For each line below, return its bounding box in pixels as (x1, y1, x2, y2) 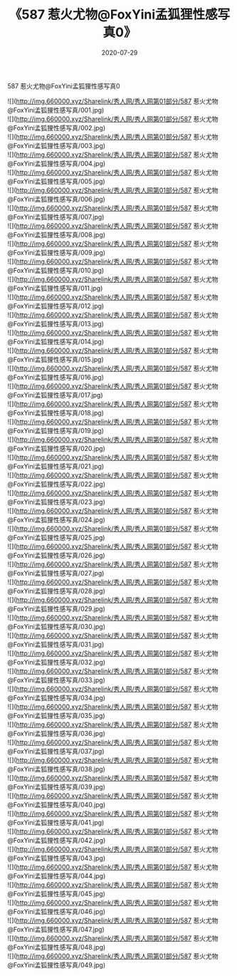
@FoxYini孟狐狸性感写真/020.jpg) (7, 444, 105, 452)
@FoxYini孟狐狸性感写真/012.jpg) (7, 301, 105, 310)
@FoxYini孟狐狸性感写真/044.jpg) (7, 871, 106, 880)
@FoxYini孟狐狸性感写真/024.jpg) (7, 515, 105, 524)
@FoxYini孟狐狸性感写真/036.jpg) (7, 729, 105, 737)
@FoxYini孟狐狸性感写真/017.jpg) (7, 390, 103, 399)
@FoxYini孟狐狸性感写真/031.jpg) (7, 640, 105, 648)
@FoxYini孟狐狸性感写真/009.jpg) (7, 248, 105, 256)
